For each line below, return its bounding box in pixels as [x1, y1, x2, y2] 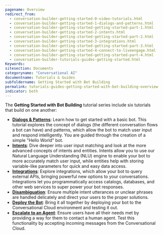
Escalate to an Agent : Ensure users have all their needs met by [12, 210, 139, 216]
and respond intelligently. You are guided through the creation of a [12, 132, 146, 138]
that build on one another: [5, 107, 57, 113]
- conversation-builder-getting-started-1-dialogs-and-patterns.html [9, 20, 154, 26]
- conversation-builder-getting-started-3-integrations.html [9, 39, 137, 44]
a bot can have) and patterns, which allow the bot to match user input [12, 127, 152, 133]
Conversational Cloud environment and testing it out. [12, 205, 119, 211]
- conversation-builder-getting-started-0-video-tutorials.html [9, 16, 143, 21]
